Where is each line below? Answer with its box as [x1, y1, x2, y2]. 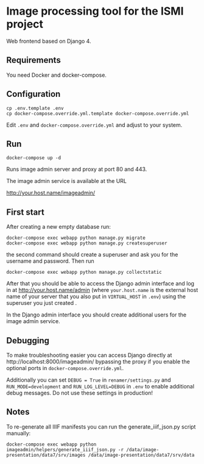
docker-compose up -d [6, 155, 62, 161]
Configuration [6, 89, 61, 99]
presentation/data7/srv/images [6, 452, 86, 458]
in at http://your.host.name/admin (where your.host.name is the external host [6, 287, 199, 294]
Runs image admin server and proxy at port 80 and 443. [6, 166, 147, 173]
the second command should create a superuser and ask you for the [6, 251, 178, 259]
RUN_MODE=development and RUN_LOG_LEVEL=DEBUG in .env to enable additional [6, 383, 195, 390]
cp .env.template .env [6, 105, 64, 111]
